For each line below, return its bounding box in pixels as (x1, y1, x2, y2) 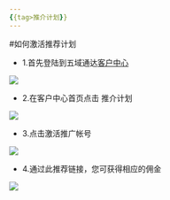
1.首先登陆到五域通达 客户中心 (21, 57, 129, 67)
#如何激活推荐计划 (9, 38, 77, 49)
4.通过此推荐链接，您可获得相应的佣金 (21, 163, 162, 173)
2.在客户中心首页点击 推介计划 (21, 92, 133, 103)
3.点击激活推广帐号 (21, 127, 92, 138)
